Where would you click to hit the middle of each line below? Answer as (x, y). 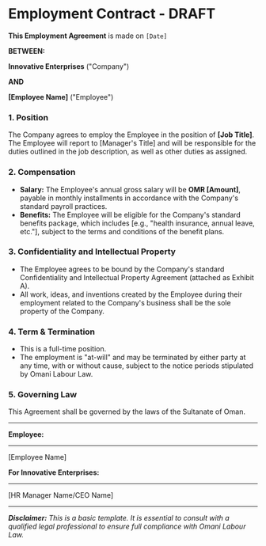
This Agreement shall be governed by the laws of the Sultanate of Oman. (127, 411)
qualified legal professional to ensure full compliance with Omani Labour (127, 526)
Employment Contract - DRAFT (112, 14)
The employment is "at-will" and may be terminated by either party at (133, 358)
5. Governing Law (43, 395)
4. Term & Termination (52, 332)
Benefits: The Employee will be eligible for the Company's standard (130, 214)
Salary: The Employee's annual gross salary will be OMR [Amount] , (130, 189)
